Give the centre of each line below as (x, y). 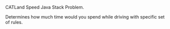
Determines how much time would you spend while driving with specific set (85, 17)
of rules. (14, 22)
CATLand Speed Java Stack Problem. (45, 7)
